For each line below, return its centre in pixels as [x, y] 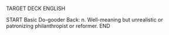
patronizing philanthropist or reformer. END [58, 26]
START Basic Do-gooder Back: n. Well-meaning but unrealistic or [84, 20]
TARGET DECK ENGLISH [36, 8]
